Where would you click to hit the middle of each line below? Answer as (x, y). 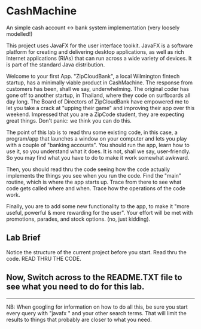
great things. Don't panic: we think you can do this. (69, 120)
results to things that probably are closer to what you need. (79, 319)
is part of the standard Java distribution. (56, 65)
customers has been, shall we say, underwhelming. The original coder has (98, 89)
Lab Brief (23, 238)
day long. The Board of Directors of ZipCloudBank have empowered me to (98, 101)
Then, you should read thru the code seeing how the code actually (88, 169)
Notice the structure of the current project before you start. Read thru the (96, 252)
